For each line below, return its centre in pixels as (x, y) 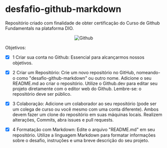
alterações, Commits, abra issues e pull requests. (63, 120)
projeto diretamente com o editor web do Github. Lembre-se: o (77, 89)
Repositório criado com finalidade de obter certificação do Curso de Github (83, 23)
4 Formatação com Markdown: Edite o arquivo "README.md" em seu (84, 130)
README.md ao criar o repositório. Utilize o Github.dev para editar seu (85, 84)
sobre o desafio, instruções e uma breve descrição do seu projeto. (81, 141)
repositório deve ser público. (42, 94)
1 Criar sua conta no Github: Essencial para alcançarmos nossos (78, 57)
